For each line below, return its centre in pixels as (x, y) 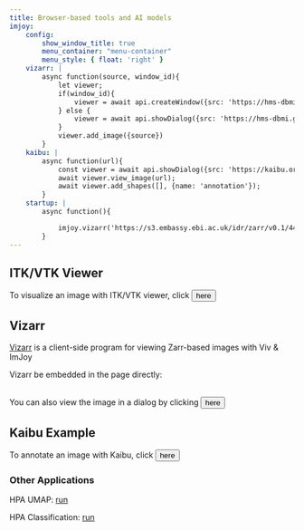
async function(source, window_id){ (111, 77)
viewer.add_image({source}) (111, 136)
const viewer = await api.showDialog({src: (141, 169)
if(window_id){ (86, 93)
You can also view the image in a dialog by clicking (104, 402)
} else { (74, 111)
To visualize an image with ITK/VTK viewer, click (100, 295)
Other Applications (52, 479)
